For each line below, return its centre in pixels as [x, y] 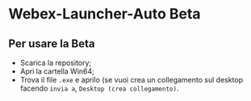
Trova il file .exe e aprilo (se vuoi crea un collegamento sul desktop [132, 80]
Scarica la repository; [56, 63]
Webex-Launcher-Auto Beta [105, 14]
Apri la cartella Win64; [57, 71]
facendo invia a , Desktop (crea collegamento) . [99, 88]
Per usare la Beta [52, 44]
